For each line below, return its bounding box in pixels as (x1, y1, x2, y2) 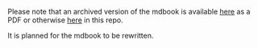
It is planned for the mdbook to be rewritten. (7, 31, 154, 40)
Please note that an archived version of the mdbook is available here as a (7, 7, 251, 16)
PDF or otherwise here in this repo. (7, 15, 123, 25)
